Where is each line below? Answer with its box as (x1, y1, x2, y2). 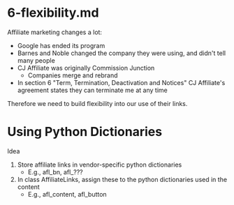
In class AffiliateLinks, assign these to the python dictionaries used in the (17, 175, 228, 183)
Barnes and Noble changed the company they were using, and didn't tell (17, 49, 226, 57)
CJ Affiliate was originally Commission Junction (17, 63, 155, 72)
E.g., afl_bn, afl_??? (27, 167, 84, 176)
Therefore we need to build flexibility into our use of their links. (7, 99, 188, 107)
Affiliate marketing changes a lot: (7, 28, 103, 36)
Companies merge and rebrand (27, 71, 118, 79)
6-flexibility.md (7, 5, 99, 21)
